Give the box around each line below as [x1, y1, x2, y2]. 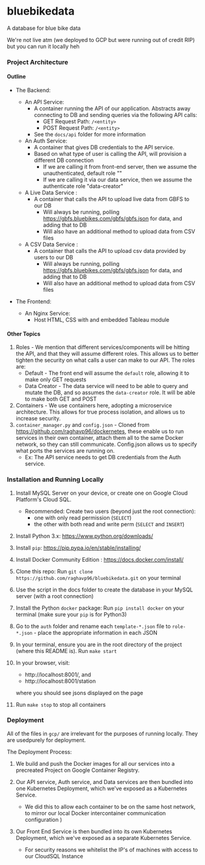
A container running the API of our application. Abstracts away [33, 105, 191, 112]
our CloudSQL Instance [24, 852, 84, 860]
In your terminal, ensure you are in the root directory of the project [15, 641, 182, 648]
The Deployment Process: [7, 748, 72, 755]
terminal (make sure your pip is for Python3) [15, 610, 127, 618]
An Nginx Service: [24, 309, 71, 317]
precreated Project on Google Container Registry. [15, 766, 140, 774]
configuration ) [24, 816, 63, 823]
